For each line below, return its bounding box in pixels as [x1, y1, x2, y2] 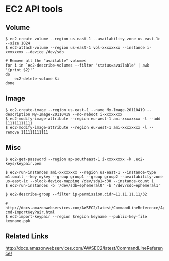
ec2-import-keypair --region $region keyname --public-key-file [10, 214, 147, 219]
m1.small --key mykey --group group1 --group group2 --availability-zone [5, 174, 163, 179]
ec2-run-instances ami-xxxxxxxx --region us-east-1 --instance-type [10, 170, 156, 175]
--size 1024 [5, 41, 30, 46]
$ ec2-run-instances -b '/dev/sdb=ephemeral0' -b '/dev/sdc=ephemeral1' [5, 183, 161, 188]
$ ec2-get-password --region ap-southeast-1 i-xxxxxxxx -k [5, 157, 132, 162]
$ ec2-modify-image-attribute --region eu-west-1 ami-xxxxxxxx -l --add [5, 116, 161, 121]
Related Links [5, 232, 49, 241]
